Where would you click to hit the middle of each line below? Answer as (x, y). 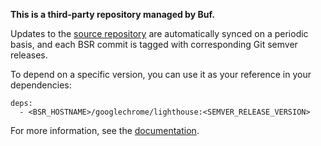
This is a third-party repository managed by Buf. (112, 14)
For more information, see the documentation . (105, 130)
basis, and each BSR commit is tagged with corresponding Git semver (154, 44)
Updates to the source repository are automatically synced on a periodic (159, 33)
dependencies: (41, 85)
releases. (29, 55)
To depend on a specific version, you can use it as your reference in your (161, 74)
